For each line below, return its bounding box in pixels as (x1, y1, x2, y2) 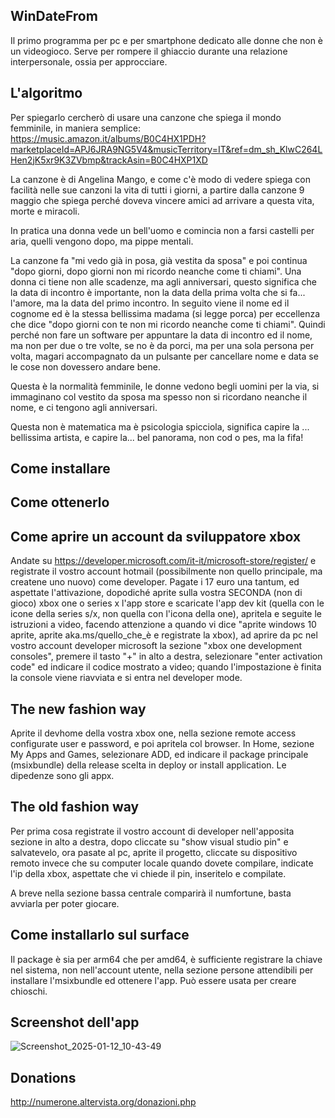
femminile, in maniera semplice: (10, 122, 142, 134)
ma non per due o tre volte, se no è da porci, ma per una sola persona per (10, 339, 315, 351)
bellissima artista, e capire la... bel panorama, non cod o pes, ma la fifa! (10, 431, 304, 443)
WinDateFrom (10, 8, 98, 25)
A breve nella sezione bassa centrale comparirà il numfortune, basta (10, 887, 292, 899)
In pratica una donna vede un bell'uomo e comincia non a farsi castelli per (10, 224, 315, 236)
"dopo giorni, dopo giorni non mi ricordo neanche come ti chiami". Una (10, 265, 302, 277)
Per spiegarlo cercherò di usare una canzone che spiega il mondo (10, 111, 282, 123)
